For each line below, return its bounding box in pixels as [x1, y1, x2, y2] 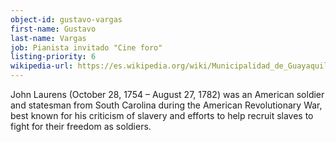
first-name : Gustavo [10, 24, 97, 34]
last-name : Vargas [10, 33, 87, 43]
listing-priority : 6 [10, 52, 97, 62]
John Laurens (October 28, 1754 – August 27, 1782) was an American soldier [10, 89, 325, 100]
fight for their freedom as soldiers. [10, 121, 152, 132]
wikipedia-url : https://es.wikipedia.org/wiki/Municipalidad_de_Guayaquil [10, 61, 329, 71]
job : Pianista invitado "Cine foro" [10, 42, 163, 53]
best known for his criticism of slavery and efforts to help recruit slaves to [10, 110, 314, 121]
